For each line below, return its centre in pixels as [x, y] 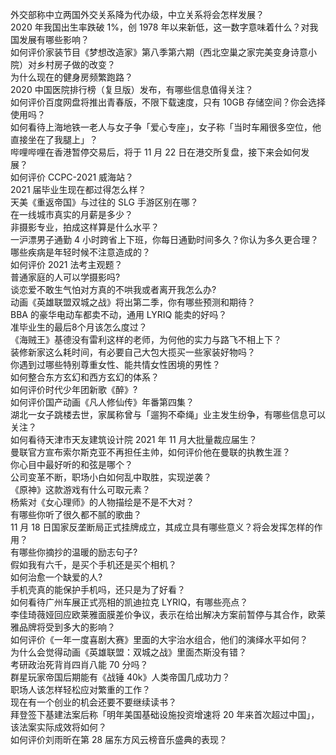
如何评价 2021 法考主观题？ [66, 264]
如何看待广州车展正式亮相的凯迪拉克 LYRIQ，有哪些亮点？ [129, 602]
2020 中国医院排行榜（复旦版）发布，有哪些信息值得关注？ [132, 89]
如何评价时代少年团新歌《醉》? [74, 389]
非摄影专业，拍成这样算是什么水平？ [85, 227]
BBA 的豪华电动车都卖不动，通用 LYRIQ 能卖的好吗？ [119, 314]
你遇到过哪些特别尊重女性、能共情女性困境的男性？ [115, 364]
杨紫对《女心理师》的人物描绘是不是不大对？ [102, 502]
